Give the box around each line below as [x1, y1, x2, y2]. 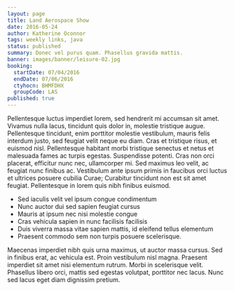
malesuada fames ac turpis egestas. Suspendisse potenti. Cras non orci [7, 151, 215, 160]
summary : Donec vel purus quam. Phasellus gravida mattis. [7, 50, 184, 57]
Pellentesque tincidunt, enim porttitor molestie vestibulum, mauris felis [7, 129, 210, 137]
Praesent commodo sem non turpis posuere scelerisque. [17, 232, 182, 241]
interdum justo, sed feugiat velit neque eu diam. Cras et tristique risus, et [7, 137, 217, 144]
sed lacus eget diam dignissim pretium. [7, 276, 121, 284]
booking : [7, 62, 33, 69]
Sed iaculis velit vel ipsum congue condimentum [17, 195, 158, 203]
